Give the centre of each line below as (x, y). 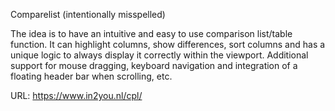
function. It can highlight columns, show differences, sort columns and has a (168, 44)
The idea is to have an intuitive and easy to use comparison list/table (151, 33)
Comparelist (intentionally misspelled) (88, 14)
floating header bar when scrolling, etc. (91, 76)
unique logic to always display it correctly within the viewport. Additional (159, 55)
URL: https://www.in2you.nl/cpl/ (76, 95)
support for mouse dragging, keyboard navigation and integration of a (154, 65)
